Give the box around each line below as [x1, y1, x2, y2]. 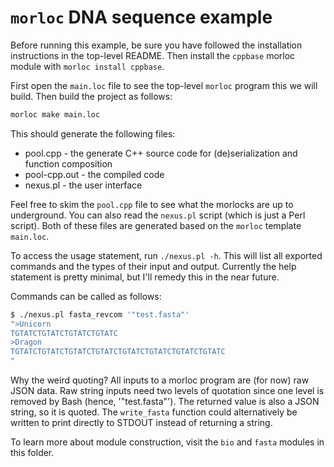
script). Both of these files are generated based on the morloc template [10, 219, 302, 231]
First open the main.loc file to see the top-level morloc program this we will [10, 79, 318, 91]
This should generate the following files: [10, 127, 176, 140]
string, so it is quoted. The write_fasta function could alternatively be [10, 406, 298, 418]
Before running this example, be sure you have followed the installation [10, 39, 303, 51]
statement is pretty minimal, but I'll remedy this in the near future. [10, 271, 280, 283]
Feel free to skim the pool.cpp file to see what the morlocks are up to [10, 198, 294, 210]
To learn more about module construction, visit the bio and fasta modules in [10, 436, 325, 448]
